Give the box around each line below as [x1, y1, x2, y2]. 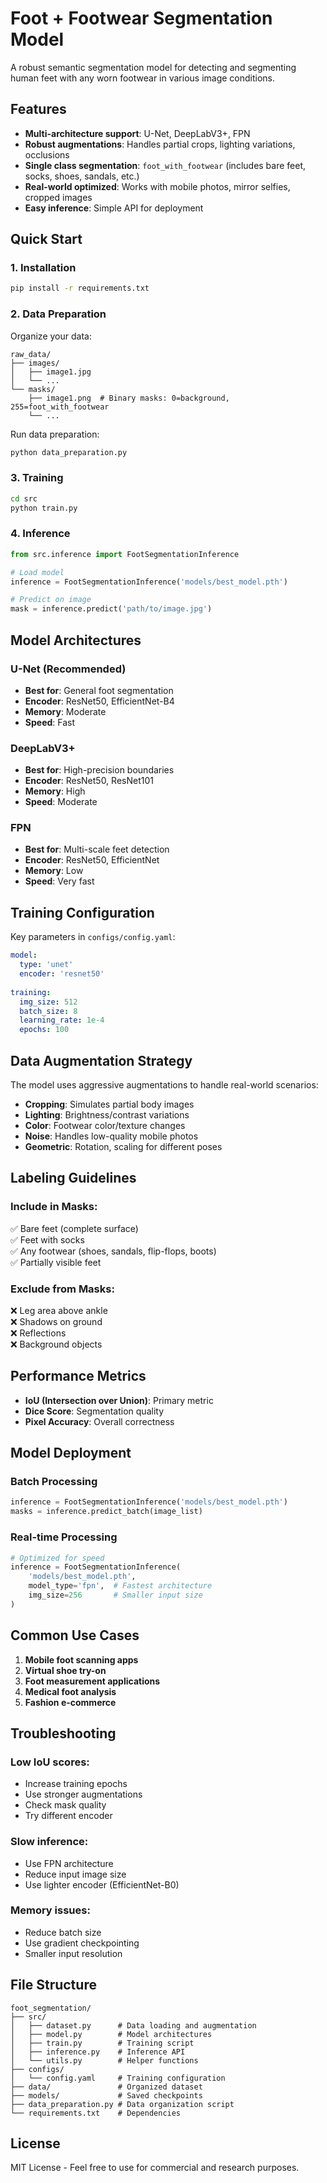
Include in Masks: [10, 1200, 98, 1214]
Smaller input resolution [24, 1947, 123, 1959]
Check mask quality [24, 1799, 107, 1811]
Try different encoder [24, 1810, 113, 1822]
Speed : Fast [24, 716, 76, 728]
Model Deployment [10, 1445, 132, 1462]
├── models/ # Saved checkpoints [10, 2090, 203, 2101]
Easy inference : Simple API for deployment [24, 202, 204, 214]
